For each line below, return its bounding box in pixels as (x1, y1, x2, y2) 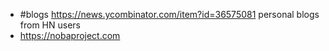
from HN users (19, 19, 81, 31)
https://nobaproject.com (19, 30, 121, 41)
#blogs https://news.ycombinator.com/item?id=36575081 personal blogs (19, 9, 320, 20)
